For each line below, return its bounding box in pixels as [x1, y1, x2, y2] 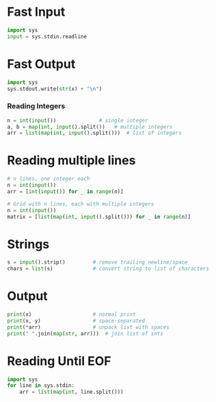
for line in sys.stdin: [7, 382, 75, 389]
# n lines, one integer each [7, 175, 90, 182]
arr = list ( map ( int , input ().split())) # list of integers [7, 129, 183, 137]
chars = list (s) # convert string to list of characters [7, 265, 210, 273]
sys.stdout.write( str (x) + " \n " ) [7, 85, 103, 92]
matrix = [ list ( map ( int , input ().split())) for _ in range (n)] [7, 213, 191, 220]
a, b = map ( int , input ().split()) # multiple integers [7, 123, 173, 130]
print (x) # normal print [7, 311, 136, 318]
